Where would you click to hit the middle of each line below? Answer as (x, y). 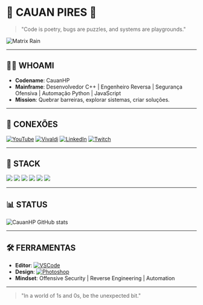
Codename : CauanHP (42, 80)
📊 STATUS (27, 205)
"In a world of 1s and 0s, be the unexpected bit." (81, 296)
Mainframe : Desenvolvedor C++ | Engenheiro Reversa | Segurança (99, 87)
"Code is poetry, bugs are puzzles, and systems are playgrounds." (103, 29)
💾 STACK (23, 163)
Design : (25, 272)
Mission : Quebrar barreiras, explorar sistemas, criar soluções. (92, 99)
